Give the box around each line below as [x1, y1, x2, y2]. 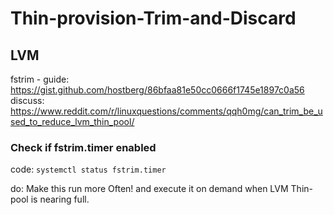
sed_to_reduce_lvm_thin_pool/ [10, 116, 135, 127]
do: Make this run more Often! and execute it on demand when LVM [10, 183, 289, 195]
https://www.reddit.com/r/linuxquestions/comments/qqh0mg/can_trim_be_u [10, 105, 323, 117]
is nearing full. [30, 193, 90, 206]
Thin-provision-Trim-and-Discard [10, 7, 297, 30]
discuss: [10, 95, 45, 106]
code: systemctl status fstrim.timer [10, 163, 167, 176]
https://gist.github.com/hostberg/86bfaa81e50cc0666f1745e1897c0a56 [10, 84, 305, 96]
